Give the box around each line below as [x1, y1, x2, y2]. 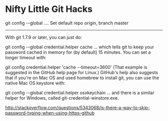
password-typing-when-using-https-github [5, 110, 95, 116]
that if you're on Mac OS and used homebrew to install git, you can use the [5, 75, 159, 81]
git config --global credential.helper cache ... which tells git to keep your [5, 44, 154, 50]
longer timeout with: [5, 54, 46, 60]
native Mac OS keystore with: [5, 80, 66, 86]
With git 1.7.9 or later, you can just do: [5, 34, 82, 40]
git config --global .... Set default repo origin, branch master [5, 20, 129, 26]
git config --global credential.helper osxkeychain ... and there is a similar [5, 90, 154, 96]
